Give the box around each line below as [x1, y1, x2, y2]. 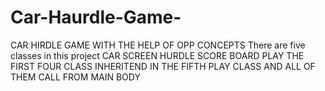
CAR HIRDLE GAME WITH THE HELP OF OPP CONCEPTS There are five [10, 39, 306, 51]
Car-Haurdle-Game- [10, 6, 182, 29]
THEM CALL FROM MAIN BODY [10, 71, 141, 83]
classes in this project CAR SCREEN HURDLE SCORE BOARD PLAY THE [10, 49, 305, 61]
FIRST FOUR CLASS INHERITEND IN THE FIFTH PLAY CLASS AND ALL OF [10, 60, 316, 72]
